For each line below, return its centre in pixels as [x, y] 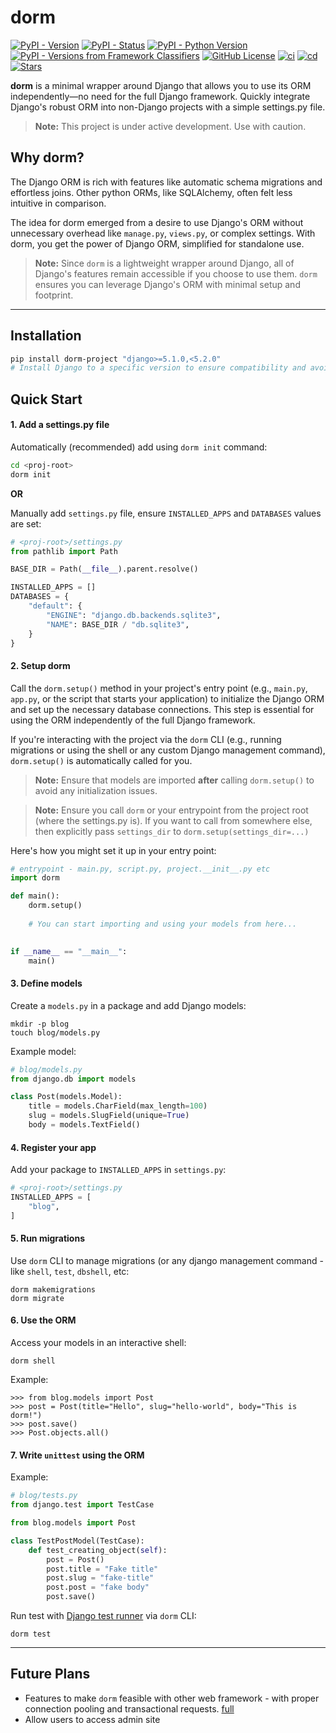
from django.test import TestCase [82, 1505]
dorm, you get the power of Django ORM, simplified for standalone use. [157, 243]
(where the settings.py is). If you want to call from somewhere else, [173, 820]
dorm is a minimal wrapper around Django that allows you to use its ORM [161, 85]
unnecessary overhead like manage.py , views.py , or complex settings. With [163, 233]
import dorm [35, 878]
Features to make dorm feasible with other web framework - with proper [172, 1698]
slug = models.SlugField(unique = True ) [109, 1116]
